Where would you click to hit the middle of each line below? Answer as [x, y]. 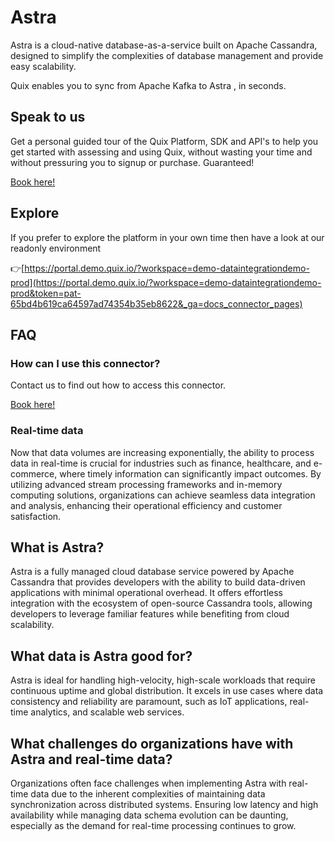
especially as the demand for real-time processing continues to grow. [153, 825]
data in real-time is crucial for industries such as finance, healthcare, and [161, 463]
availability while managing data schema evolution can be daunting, [149, 815]
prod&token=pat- [46, 293]
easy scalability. [43, 66]
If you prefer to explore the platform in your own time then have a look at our [167, 237]
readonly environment [56, 248]
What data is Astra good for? [101, 656]
